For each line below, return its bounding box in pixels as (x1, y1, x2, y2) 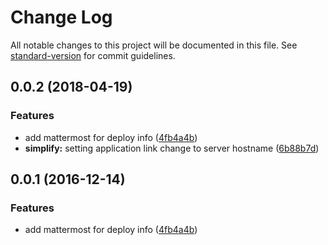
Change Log (10, 6, 113, 29)
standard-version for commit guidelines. (10, 49, 176, 61)
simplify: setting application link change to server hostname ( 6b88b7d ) (24, 142, 320, 154)
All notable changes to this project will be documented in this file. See (10, 39, 298, 51)
